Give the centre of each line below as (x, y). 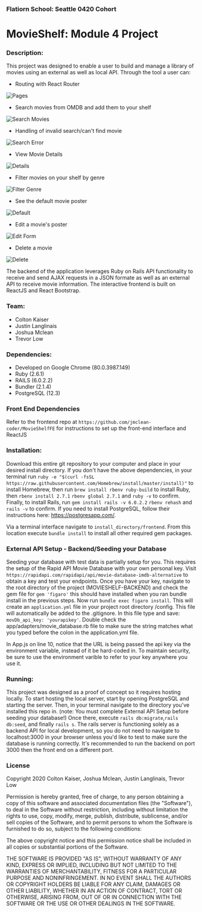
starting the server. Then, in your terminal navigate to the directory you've (98, 705)
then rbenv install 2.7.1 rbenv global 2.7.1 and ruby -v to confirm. (93, 496)
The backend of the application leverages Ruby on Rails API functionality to (100, 271)
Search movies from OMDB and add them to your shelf (83, 108)
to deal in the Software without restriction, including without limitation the (97, 810)
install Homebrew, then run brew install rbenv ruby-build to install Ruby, (98, 489)
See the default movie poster (51, 201)
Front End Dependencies (43, 408)
